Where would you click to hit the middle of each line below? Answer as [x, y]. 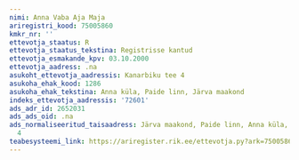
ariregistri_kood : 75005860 [61, 26]
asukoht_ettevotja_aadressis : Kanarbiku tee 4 [97, 76]
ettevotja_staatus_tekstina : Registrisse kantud [101, 51]
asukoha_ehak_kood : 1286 [55, 84]
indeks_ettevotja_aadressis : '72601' [79, 100]
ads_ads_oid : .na [41, 116]
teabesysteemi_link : [48, 141]
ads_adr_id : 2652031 [48, 108]
